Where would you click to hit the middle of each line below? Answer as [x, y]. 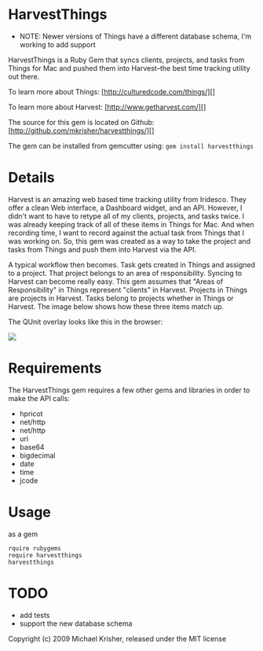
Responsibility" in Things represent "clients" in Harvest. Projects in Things [128, 289]
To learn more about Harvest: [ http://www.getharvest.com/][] [107, 107]
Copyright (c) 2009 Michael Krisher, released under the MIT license [117, 638]
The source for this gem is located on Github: [81, 122]
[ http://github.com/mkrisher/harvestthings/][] [81, 131]
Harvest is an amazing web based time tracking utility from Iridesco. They [128, 199]
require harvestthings [45, 555]
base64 [32, 447]
